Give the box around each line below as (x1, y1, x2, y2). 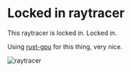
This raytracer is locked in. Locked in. (7, 29, 117, 37)
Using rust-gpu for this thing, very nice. (7, 42, 123, 51)
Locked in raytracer (7, 5, 125, 21)
